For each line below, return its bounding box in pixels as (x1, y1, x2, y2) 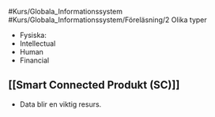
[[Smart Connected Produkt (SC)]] (8, 78, 180, 92)
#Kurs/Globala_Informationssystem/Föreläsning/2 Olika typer (8, 15, 207, 25)
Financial (19, 55, 50, 65)
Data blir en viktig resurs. (19, 99, 102, 109)
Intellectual (19, 39, 56, 48)
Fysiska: (19, 31, 47, 40)
